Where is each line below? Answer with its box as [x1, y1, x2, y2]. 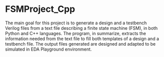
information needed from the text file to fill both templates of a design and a [5, 36, 159, 42]
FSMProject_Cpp [5, 3, 76, 15]
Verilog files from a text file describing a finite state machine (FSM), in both [5, 25, 158, 31]
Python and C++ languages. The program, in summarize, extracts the [5, 30, 146, 36]
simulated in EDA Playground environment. [5, 46, 92, 52]
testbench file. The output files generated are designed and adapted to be [5, 41, 156, 47]
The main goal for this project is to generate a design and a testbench [5, 20, 147, 26]
